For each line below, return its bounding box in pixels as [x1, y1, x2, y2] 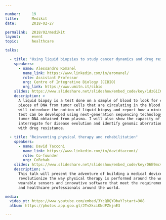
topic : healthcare [5, 39, 54, 44]
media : [5, 194, 19, 199]
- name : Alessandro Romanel [18, 66, 77, 71]
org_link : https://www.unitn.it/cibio [23, 85, 103, 89]
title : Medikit [5, 16, 48, 21]
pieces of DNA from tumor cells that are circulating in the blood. [18, 102, 163, 108]
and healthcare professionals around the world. [18, 185, 121, 190]
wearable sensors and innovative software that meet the [18, 180, 138, 185]
